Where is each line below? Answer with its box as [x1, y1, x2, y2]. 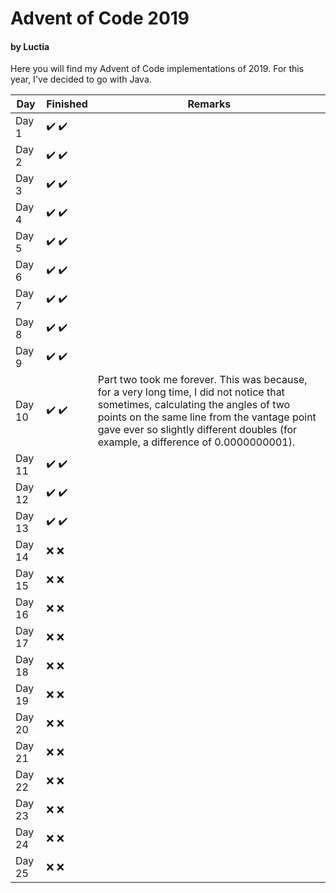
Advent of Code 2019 [10, 7, 190, 30]
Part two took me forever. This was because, [97, 373, 308, 387]
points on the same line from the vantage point [97, 410, 317, 424]
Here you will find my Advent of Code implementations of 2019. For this [10, 63, 305, 75]
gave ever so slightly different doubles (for [97, 423, 298, 437]
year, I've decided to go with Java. [10, 73, 152, 86]
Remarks [187, 97, 232, 111]
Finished [46, 97, 88, 111]
